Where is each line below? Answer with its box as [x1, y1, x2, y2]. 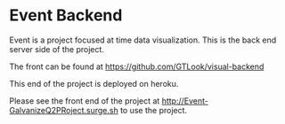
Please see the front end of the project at [9, 95, 160, 106]
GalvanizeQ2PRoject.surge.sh [9, 105, 118, 115]
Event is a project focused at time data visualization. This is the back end [9, 35, 277, 45]
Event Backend [9, 5, 123, 26]
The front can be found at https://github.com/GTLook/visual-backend [9, 61, 265, 72]
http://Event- [161, 95, 209, 106]
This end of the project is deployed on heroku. [9, 78, 179, 89]
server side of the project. [9, 43, 105, 54]
